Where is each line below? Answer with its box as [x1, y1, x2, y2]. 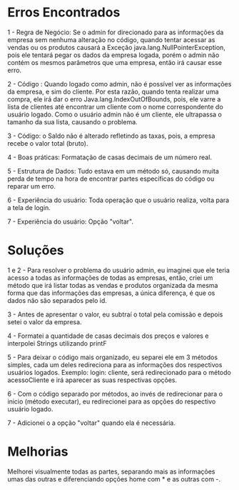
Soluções [7, 242, 64, 259]
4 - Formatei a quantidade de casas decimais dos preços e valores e [7, 331, 209, 340]
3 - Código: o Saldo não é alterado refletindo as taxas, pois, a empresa [7, 131, 215, 140]
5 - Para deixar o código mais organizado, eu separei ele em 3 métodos [7, 353, 218, 361]
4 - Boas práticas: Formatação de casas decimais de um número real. [7, 153, 213, 161]
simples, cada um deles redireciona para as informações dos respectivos [7, 360, 223, 369]
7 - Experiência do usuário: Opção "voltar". [7, 217, 134, 226]
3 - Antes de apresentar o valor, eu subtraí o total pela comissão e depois [7, 310, 223, 319]
